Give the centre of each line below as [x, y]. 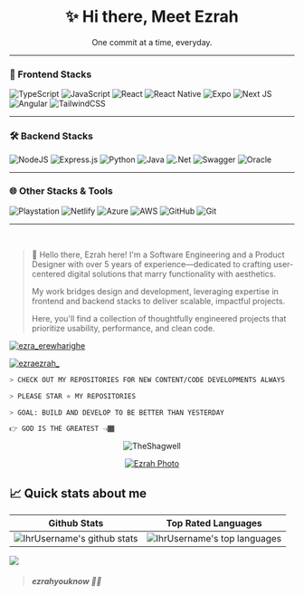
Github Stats [76, 523]
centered [48, 274]
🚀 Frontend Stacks [51, 74]
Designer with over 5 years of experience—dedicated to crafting [151, 264]
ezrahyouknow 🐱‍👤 [66, 581]
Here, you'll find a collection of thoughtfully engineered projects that [159, 318]
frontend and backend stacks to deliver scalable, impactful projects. [158, 301]
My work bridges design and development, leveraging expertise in [155, 291]
